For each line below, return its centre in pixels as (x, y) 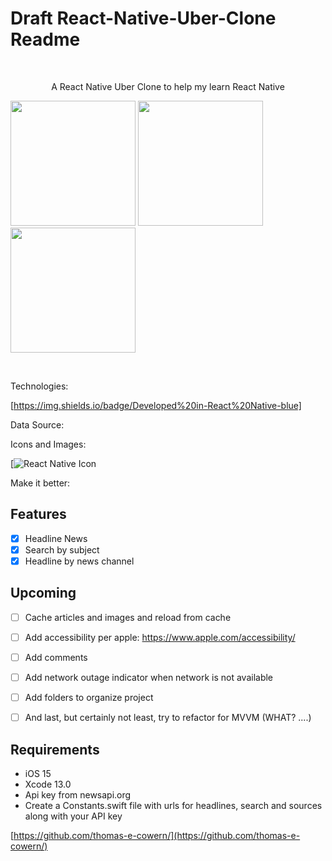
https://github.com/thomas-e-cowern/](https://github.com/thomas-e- (157, 835)
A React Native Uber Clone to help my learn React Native (168, 86)
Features (38, 514)
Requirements (55, 749)
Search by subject (62, 549)
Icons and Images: (48, 444)
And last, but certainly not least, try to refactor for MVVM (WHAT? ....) (168, 718)
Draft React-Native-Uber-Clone (143, 18)
